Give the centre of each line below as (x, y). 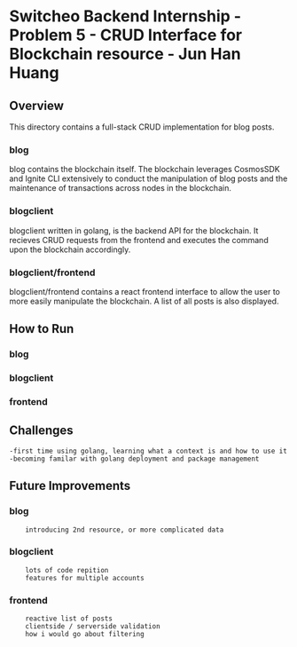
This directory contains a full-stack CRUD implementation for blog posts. (142, 127)
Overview (37, 105)
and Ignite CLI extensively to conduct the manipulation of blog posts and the (148, 178)
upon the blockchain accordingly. (70, 249)
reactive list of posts (69, 619)
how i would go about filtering (85, 635)
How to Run (42, 329)
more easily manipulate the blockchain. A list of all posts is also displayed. (144, 301)
